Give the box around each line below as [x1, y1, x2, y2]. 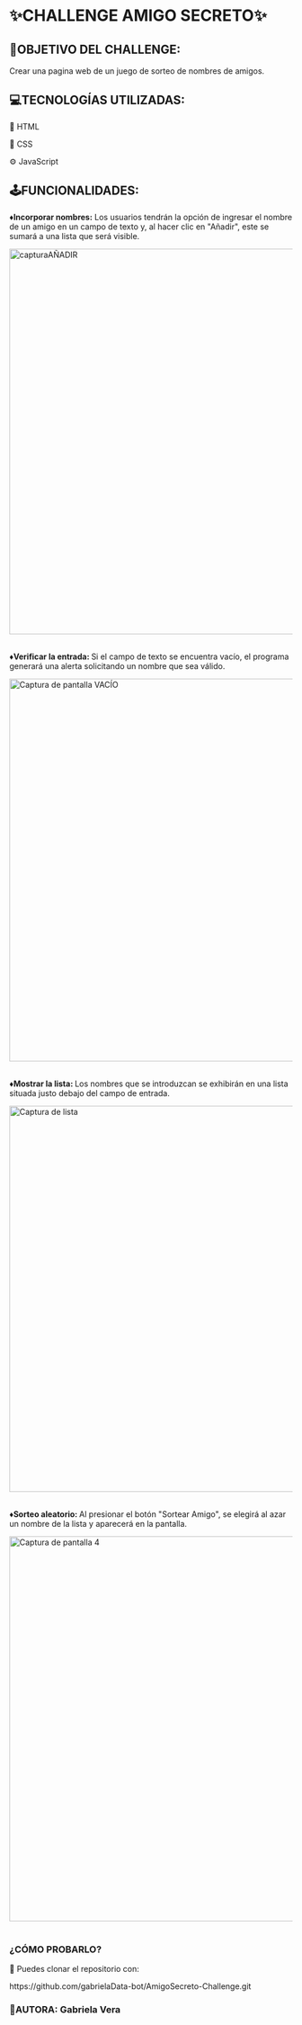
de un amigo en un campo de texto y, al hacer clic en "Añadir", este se [9, 221, 270, 232]
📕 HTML [9, 120, 40, 131]
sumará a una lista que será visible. [9, 230, 140, 241]
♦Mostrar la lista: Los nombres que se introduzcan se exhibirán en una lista [9, 1078, 289, 1089]
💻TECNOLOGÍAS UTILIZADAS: [9, 93, 186, 108]
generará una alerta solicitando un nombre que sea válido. [9, 660, 226, 671]
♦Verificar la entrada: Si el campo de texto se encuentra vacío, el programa [9, 651, 289, 662]
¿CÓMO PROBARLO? [9, 1943, 102, 1956]
